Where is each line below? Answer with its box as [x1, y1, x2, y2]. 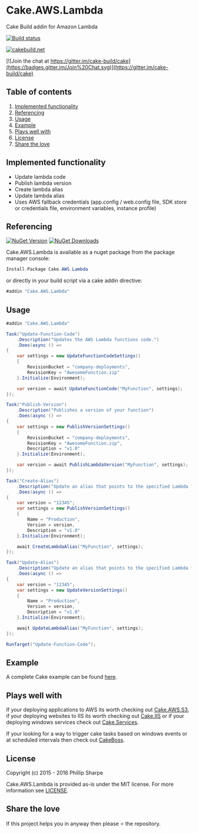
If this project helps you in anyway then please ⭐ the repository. [6, 820, 161, 827]
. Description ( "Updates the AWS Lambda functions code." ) [16, 337, 160, 342]
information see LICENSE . [6, 787, 69, 794]
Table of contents [6, 87, 72, 97]
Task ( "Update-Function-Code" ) [6, 331, 81, 337]
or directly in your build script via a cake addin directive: [6, 277, 143, 284]
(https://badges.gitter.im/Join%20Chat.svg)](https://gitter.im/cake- [6, 63, 169, 71]
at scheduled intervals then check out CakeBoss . [6, 736, 125, 744]
